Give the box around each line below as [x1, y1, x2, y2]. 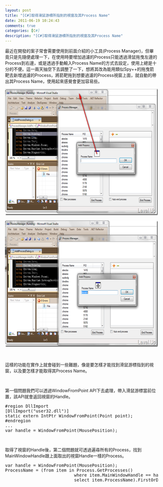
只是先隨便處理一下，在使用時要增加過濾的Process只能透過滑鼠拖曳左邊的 [9, 54, 158, 60]
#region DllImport [5, 403, 49, 409]
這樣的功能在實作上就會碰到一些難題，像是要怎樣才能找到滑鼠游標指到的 [5, 362, 149, 367]
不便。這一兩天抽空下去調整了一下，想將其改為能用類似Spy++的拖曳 [13, 66, 150, 72]
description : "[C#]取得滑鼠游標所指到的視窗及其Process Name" [5, 34, 123, 38]
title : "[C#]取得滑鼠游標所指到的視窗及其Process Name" [5, 13, 110, 18]
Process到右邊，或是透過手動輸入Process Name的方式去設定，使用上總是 [5, 60, 153, 66]
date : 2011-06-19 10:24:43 [5, 18, 60, 23]
